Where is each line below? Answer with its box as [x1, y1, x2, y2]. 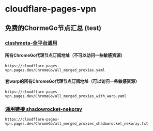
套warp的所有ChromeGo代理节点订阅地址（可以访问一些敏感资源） [5, 78, 139, 84]
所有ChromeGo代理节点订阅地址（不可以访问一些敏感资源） [5, 52, 125, 58]
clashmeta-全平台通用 [5, 40, 58, 46]
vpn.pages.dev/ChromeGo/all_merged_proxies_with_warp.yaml [5, 93, 127, 99]
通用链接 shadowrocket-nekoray [5, 105, 82, 112]
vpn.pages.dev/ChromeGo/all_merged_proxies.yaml [5, 68, 105, 73]
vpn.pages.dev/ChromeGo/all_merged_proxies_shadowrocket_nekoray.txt [5, 121, 149, 126]
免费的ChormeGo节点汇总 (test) [5, 24, 102, 32]
